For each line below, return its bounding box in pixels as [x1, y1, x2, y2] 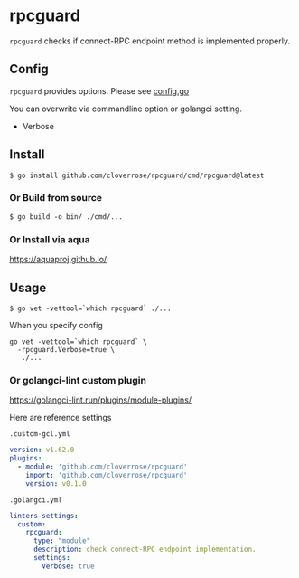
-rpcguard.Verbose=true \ [17, 345, 116, 354]
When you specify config [9, 319, 103, 330]
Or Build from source [9, 192, 102, 204]
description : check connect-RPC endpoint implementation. [33, 545, 257, 554]
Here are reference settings [9, 412, 112, 423]
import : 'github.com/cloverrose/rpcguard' [25, 470, 188, 479]
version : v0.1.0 [25, 479, 88, 488]
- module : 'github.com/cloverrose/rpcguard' [17, 462, 188, 471]
